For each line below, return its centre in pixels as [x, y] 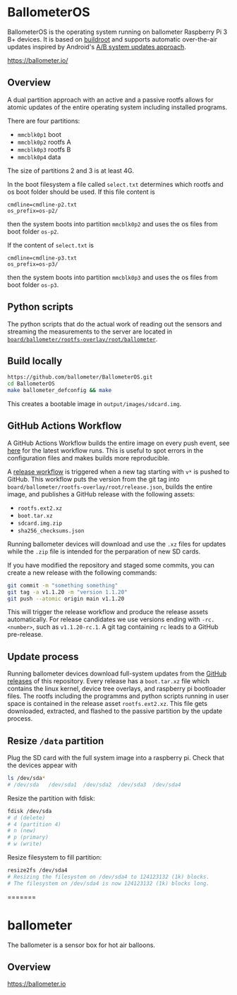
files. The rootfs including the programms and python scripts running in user [118, 696]
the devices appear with [42, 765]
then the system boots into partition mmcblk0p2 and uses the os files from [113, 224]
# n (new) [22, 831]
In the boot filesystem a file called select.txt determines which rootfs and [115, 184]
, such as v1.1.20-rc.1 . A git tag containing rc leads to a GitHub [126, 627]
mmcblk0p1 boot [39, 134]
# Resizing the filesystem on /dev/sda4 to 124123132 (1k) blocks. [109, 877]
